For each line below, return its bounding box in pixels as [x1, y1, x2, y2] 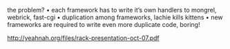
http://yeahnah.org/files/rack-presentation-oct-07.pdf [7, 34, 160, 42]
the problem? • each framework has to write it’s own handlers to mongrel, [7, 6, 217, 14]
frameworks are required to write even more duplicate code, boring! [7, 21, 200, 28]
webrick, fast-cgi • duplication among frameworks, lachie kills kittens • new [7, 13, 223, 21]
